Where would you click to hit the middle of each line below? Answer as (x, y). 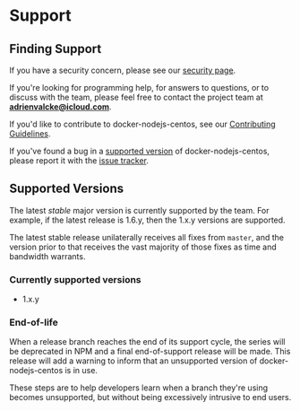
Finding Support (56, 49)
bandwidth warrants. (47, 256)
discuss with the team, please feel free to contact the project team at (137, 97)
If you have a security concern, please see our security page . (123, 70)
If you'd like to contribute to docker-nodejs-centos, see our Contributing (142, 124)
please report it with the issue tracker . (79, 161)
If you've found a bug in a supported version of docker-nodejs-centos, (140, 151)
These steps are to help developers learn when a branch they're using (139, 388)
